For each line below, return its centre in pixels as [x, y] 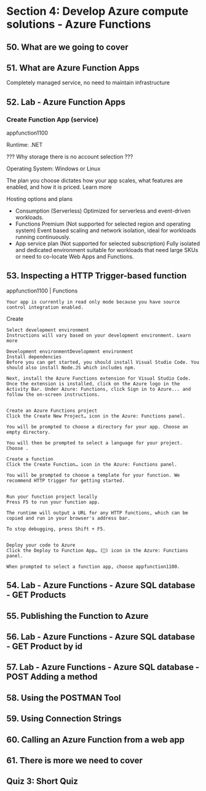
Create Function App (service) [53, 119]
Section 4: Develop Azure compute [97, 11]
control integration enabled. [45, 307]
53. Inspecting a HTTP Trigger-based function [97, 276]
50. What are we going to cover [68, 47]
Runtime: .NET [25, 145]
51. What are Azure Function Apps [73, 68]
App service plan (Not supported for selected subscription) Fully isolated [107, 243]
